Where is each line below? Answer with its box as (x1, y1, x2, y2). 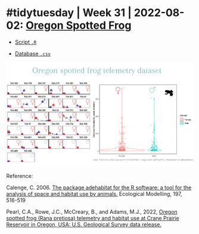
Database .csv (14, 50, 51, 57)
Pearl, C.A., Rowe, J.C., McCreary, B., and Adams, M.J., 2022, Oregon (6, 208, 178, 215)
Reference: (6, 172, 33, 179)
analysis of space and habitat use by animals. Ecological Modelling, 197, (6, 190, 183, 197)
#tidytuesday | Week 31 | (6, 6, 132, 20)
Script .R (14, 38, 37, 45)
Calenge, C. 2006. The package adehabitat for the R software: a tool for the (6, 184, 192, 191)
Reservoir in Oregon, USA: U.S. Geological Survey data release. (6, 221, 162, 228)
